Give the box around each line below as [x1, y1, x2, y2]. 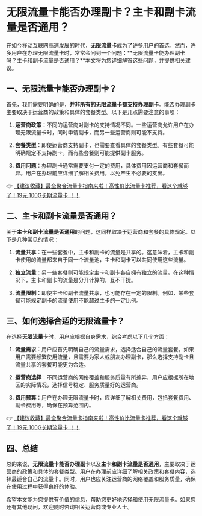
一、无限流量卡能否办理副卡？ [6, 84, 117, 94]
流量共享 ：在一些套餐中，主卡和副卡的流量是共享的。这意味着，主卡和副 [14, 248, 194, 256]
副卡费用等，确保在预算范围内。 [14, 401, 94, 409]
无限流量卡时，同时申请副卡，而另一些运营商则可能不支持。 [20, 128, 168, 136]
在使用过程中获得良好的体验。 [6, 483, 80, 490]
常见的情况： [26, 236, 59, 243]
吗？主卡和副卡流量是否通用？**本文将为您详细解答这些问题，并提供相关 [6, 57, 186, 64]
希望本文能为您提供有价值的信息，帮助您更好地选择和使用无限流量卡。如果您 [6, 496, 196, 503]
